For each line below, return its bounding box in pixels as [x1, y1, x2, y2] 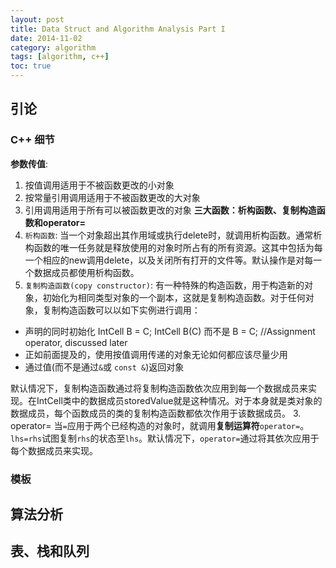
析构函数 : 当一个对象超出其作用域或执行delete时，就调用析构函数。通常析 [24, 229, 323, 241]
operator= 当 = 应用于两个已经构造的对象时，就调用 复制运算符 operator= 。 [10, 419, 310, 431]
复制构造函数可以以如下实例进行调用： [42, 304, 201, 316]
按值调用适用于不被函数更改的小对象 [24, 179, 175, 191]
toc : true [10, 61, 52, 71]
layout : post [10, 14, 65, 25]
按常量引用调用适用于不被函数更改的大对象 [24, 191, 201, 203]
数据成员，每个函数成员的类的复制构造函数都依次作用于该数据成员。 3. [10, 407, 302, 419]
